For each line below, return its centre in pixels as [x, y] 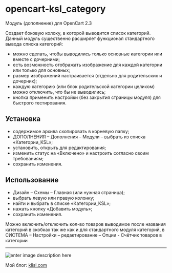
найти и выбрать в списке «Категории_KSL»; [62, 203]
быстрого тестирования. [39, 102]
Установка [23, 119]
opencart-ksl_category [56, 9]
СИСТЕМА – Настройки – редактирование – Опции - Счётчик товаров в [84, 235]
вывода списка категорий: [34, 44]
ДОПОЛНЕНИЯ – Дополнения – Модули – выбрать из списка [79, 137]
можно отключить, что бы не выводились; [59, 92]
